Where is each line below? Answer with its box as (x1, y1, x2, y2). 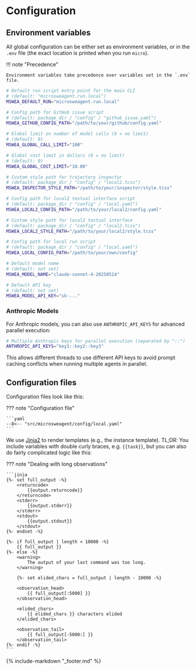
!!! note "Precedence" (6, 61, 59, 68)
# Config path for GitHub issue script (6, 109, 104, 115)
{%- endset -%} (6, 529, 44, 534)
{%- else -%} (6, 549, 38, 555)
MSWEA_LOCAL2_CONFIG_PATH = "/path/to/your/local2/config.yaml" (6, 206, 162, 213)
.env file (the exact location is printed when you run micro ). (6, 49, 149, 57)
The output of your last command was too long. (27, 560, 146, 566)
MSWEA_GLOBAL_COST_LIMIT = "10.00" (6, 163, 88, 169)
